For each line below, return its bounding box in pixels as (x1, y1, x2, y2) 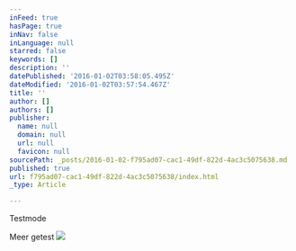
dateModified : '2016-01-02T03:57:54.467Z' (9, 80, 171, 89)
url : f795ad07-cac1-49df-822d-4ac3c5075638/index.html (9, 172, 220, 181)
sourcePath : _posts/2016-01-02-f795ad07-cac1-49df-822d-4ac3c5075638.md (9, 155, 288, 165)
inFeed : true (9, 13, 58, 22)
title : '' (9, 88, 47, 97)
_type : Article (9, 181, 67, 190)
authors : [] (9, 105, 54, 114)
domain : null (17, 130, 67, 139)
